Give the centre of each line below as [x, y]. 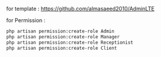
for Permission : [26, 20]
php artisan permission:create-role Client [62, 48]
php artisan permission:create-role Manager [63, 37]
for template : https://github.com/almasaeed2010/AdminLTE [80, 9]
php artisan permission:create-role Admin [60, 31]
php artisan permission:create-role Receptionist [70, 42]
